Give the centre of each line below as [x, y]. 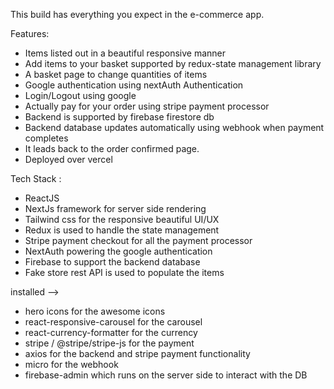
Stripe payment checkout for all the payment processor [138, 240]
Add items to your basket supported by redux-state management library [173, 63]
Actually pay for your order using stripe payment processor [147, 106]
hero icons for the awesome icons [95, 311]
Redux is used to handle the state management [122, 230]
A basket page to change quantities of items [116, 74]
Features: [30, 33]
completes [46, 138]
